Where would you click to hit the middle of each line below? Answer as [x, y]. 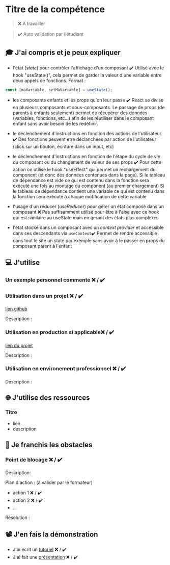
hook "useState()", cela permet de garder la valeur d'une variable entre [87, 75]
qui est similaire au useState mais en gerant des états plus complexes [86, 217]
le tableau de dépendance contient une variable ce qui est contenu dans [89, 191]
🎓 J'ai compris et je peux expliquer [63, 53]
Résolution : [18, 518]
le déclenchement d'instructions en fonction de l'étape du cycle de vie [86, 156]
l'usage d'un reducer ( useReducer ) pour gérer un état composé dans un [88, 206]
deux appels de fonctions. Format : [49, 81]
